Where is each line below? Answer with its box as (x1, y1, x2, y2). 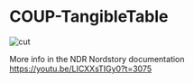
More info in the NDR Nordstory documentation (9, 53, 185, 64)
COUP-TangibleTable (9, 6, 169, 27)
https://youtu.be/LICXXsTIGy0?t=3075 (9, 63, 152, 74)
